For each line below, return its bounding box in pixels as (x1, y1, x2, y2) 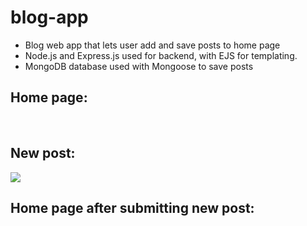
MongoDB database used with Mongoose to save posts (24, 60, 254, 72)
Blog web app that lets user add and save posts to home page (24, 39, 281, 51)
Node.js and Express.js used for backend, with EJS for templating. (24, 49, 298, 61)
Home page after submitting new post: (10, 199, 255, 216)
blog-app (10, 6, 89, 29)
